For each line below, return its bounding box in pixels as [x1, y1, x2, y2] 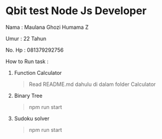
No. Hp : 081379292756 [5, 46, 64, 54]
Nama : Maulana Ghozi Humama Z [5, 24, 89, 31]
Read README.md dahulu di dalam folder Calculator [28, 81, 156, 88]
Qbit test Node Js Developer [5, 4, 147, 18]
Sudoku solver [14, 115, 50, 122]
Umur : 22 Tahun [5, 35, 47, 42]
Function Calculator [14, 69, 62, 76]
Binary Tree [14, 92, 43, 99]
